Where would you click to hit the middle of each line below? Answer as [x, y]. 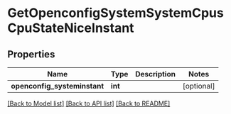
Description [155, 74]
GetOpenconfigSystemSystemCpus [116, 13]
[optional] [199, 86]
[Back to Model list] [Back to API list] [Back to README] [89, 103]
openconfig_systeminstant [58, 86]
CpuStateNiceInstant [71, 28]
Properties [31, 54]
